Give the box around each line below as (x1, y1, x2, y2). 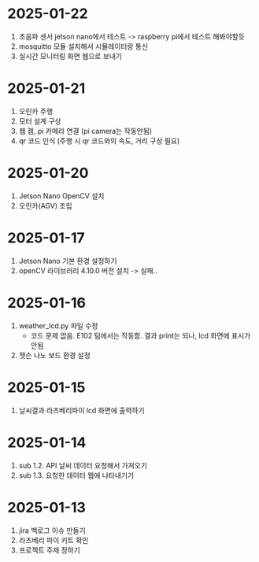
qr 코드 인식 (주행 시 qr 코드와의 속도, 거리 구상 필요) (18, 135, 180, 146)
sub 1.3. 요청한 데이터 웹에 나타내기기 (18, 470, 135, 480)
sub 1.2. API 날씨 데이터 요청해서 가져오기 (18, 460, 147, 470)
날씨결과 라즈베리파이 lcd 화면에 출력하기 (18, 405, 145, 415)
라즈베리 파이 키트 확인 (18, 535, 89, 545)
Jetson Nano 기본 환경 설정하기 (18, 256, 117, 265)
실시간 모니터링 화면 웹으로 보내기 (18, 51, 123, 61)
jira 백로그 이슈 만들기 (18, 525, 86, 535)
